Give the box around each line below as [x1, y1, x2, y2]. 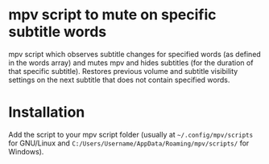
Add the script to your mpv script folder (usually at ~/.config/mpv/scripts [8, 129, 254, 139]
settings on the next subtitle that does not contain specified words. [8, 75, 230, 84]
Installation [8, 103, 85, 121]
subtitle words [8, 23, 107, 41]
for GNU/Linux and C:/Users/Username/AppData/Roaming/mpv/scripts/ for [8, 138, 250, 148]
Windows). [8, 146, 44, 156]
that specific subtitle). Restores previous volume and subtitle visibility [8, 66, 238, 76]
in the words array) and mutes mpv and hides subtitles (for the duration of [8, 58, 254, 68]
